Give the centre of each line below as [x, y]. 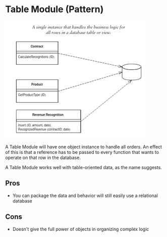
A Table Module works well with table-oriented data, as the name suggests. [84, 167]
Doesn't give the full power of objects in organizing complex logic [81, 229]
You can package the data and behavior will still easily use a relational [85, 195]
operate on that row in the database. [43, 157]
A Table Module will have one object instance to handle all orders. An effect [84, 147]
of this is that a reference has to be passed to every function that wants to [82, 152]
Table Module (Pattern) [54, 9]
